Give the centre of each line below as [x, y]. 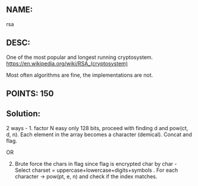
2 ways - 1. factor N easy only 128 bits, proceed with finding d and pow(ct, [97, 128]
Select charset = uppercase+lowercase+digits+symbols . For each [96, 170]
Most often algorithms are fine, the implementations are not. [80, 75]
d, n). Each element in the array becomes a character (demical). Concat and [99, 134]
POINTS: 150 [30, 94]
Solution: [23, 114]
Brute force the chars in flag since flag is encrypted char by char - [96, 163]
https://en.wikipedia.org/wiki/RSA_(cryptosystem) [67, 63]
